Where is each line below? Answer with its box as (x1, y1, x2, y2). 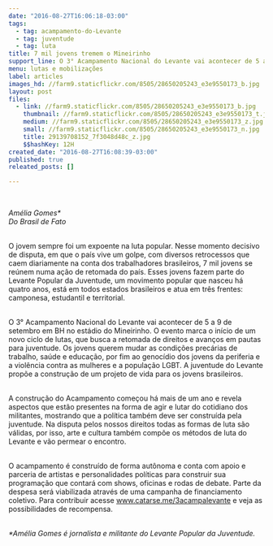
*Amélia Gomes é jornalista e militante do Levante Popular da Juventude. (8, 529, 256, 539)
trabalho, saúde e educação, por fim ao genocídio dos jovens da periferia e (8, 352, 260, 362)
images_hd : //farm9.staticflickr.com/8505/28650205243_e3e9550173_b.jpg (8, 80, 260, 88)
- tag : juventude (15, 34, 75, 43)
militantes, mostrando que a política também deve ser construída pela (8, 411, 242, 421)
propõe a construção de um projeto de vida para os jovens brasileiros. (8, 369, 244, 379)
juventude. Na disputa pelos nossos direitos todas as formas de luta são (8, 419, 250, 429)
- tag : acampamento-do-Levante (15, 27, 122, 35)
